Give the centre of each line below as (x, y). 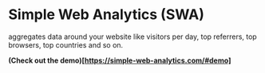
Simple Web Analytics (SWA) (107, 15)
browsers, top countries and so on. (66, 44)
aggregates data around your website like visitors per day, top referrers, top (132, 36)
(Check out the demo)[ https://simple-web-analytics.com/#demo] (120, 60)
